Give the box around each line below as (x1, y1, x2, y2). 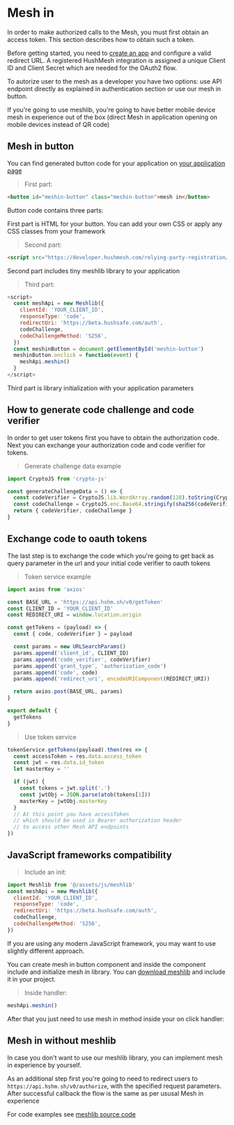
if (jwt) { (13, 779, 45, 786)
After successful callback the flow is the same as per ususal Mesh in (7, 1089, 204, 1097)
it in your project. (7, 974, 56, 984)
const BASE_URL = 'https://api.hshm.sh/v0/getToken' (7, 598, 164, 606)
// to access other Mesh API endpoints (13, 824, 130, 831)
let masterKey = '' (13, 765, 70, 773)
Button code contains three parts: (7, 206, 104, 214)
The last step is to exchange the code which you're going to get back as (7, 551, 214, 560)
